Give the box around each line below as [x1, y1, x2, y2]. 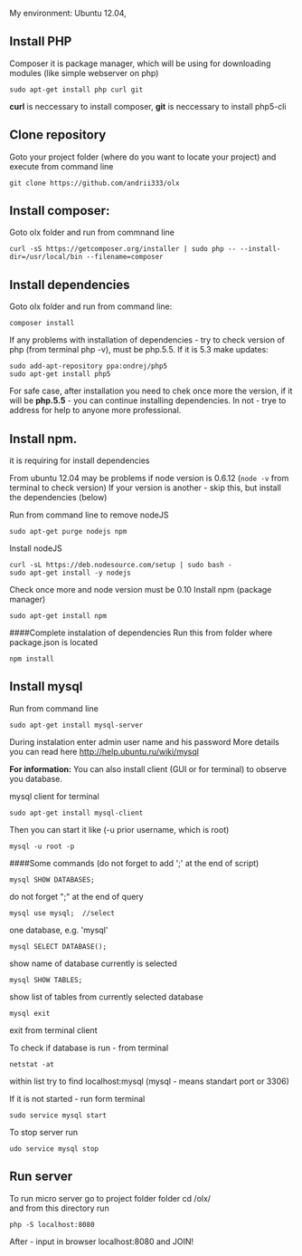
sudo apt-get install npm [9, 612, 107, 621]
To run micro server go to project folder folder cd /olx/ [9, 1193, 211, 1203]
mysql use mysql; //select [9, 908, 116, 918]
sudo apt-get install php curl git [9, 85, 144, 94]
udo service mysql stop [9, 1144, 99, 1154]
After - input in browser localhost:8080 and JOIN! [9, 1236, 194, 1247]
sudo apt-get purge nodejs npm [9, 527, 127, 536]
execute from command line [9, 160, 114, 171]
